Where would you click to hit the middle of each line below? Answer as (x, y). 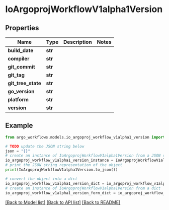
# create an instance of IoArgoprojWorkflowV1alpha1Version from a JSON (83, 156)
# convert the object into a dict (41, 179)
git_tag (16, 75)
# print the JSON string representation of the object (64, 165)
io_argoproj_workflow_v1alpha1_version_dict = (55, 183)
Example (19, 126)
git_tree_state (25, 83)
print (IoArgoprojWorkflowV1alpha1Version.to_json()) (62, 170)
